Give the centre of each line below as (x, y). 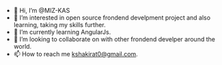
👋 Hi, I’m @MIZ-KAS (42, 10)
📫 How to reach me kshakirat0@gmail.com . (75, 54)
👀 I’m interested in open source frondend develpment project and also (112, 18)
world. (23, 46)
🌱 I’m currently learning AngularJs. (62, 32)
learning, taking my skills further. (59, 25)
